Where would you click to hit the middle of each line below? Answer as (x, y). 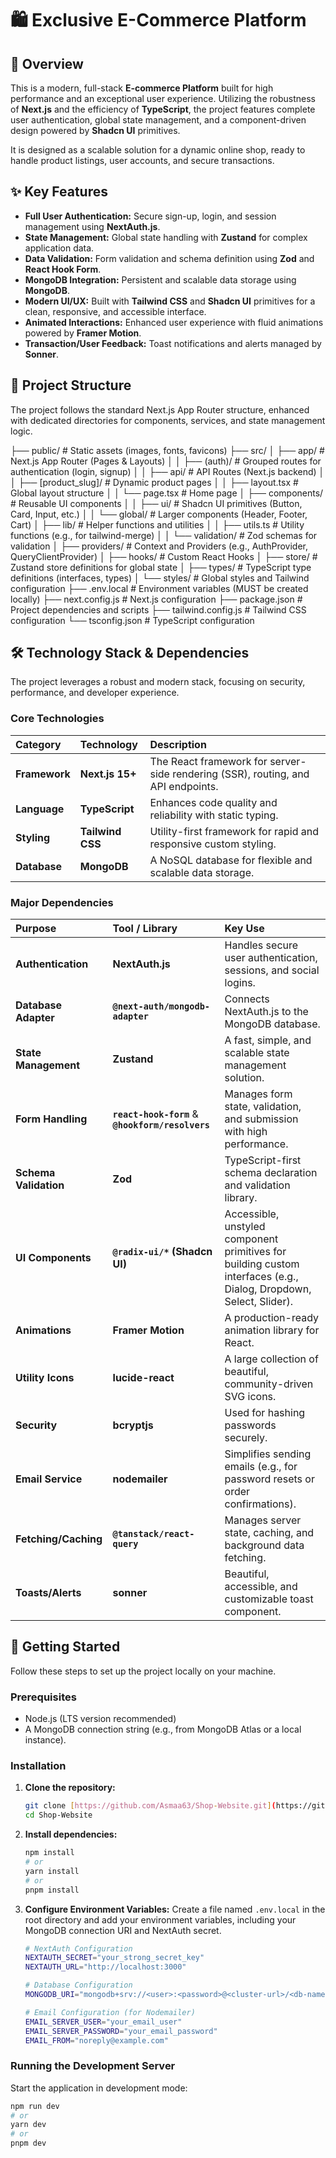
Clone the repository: (70, 1788)
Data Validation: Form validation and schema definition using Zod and (169, 258)
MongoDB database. (272, 1024)
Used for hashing (265, 1413)
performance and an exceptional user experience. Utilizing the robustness (163, 98)
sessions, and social (272, 970)
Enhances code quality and (213, 802)
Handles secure (261, 945)
